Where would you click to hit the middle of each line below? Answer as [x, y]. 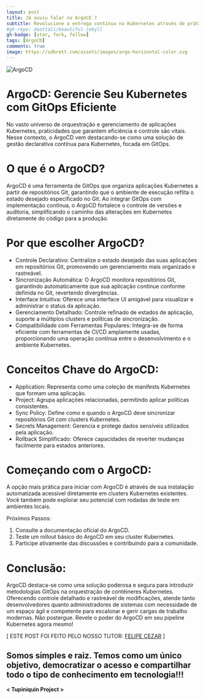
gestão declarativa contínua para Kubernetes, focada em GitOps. [88, 144]
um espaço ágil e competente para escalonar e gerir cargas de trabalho [97, 611]
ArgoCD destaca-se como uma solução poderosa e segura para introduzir [100, 585]
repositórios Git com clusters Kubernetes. [68, 419]
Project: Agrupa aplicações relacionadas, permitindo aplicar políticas [102, 400]
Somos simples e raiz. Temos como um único [94, 655]
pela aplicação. [34, 432]
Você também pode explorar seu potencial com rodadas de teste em [93, 500]
